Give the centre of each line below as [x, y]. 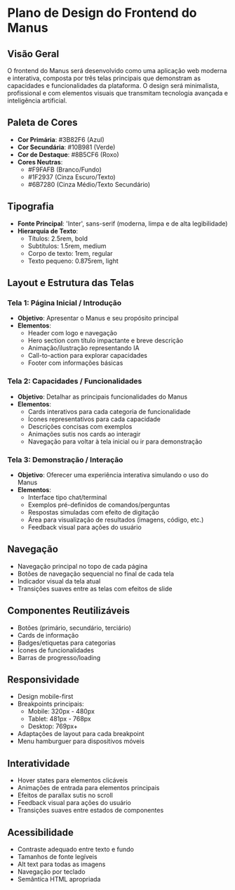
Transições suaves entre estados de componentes [90, 811]
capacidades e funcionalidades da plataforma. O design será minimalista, [113, 85]
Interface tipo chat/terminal [67, 497]
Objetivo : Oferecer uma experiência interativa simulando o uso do [113, 475]
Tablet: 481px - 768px [59, 719]
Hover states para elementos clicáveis [73, 780]
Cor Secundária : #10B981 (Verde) [66, 147]
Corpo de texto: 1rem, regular [70, 253]
